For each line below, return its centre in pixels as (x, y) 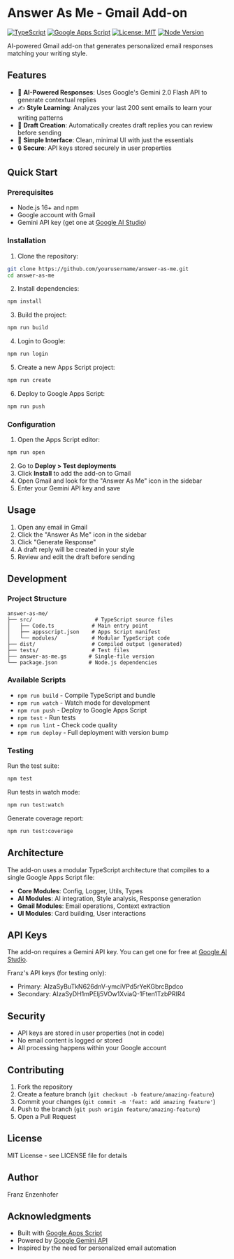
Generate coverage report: (45, 818)
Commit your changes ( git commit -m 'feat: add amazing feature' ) (116, 1102)
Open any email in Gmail (52, 527)
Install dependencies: (48, 289)
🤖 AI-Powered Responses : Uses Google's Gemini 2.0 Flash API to (112, 92)
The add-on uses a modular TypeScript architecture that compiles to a (108, 869)
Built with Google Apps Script (60, 1233)
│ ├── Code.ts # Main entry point (78, 626)
